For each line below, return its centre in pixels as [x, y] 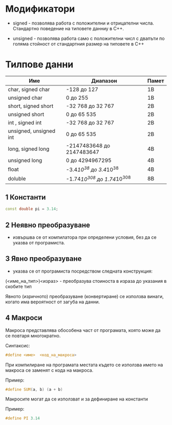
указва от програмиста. [39, 243]
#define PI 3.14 [23, 418]
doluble [17, 178]
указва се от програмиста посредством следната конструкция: [82, 271]
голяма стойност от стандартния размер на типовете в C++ [78, 43]
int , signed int [25, 122]
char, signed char [29, 89]
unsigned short [26, 114]
